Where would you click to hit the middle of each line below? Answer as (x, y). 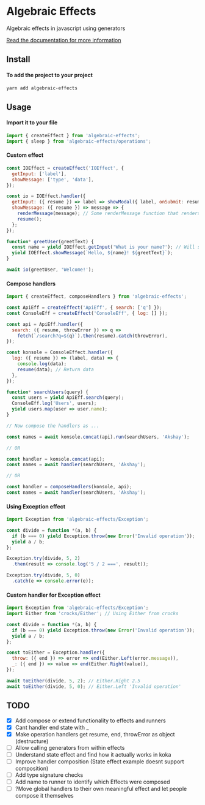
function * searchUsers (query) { (47, 392)
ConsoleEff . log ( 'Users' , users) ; (54, 403)
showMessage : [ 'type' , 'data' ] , (53, 180)
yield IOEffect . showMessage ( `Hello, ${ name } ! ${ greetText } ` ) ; (92, 253)
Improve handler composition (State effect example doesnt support (99, 762)
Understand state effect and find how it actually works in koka (93, 754)
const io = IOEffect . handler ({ (46, 196)
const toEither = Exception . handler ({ (56, 653)
